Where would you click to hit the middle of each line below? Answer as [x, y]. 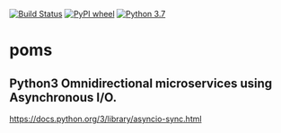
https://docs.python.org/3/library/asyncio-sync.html [105, 119]
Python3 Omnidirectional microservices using [141, 83]
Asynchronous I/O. [63, 98]
